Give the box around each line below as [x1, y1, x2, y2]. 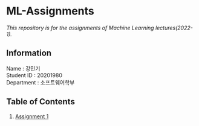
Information [6, 48, 52, 58]
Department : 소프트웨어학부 [6, 78, 75, 86]
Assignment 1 [15, 113, 49, 120]
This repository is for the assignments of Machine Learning [6, 24, 154, 31]
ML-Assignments [6, 4, 95, 18]
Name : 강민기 [6, 65, 41, 72]
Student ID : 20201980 [6, 71, 62, 79]
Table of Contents [6, 96, 76, 107]
